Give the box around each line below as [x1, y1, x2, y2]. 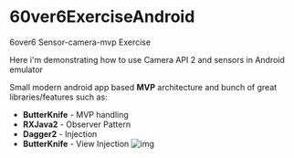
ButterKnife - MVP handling [22, 109, 130, 120]
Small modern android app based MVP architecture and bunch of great [9, 81, 278, 92]
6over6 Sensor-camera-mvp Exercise [9, 37, 152, 47]
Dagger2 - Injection [22, 128, 98, 139]
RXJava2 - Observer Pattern [22, 119, 131, 130]
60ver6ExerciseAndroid [9, 6, 195, 27]
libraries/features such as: [9, 91, 108, 102]
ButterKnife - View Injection [22, 138, 130, 149]
